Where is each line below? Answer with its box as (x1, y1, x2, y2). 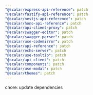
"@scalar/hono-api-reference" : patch (5, 21, 82, 26)
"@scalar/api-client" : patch (5, 57, 64, 62)
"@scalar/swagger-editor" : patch (5, 30, 73, 35)
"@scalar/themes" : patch (5, 71, 56, 76)
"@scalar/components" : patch (5, 62, 64, 67)
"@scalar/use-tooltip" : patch (5, 52, 67, 58)
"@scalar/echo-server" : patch (5, 48, 67, 53)
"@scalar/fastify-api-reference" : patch (5, 12, 89, 17)
